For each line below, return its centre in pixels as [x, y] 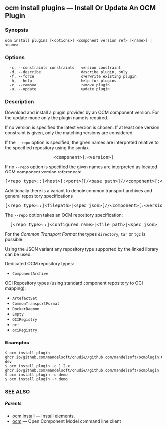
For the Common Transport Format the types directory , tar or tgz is [75, 234]
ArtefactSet [25, 299]
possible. [14, 239]
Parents [13, 403]
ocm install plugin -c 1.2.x [40, 366]
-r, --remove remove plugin [60, 85]
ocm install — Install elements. [43, 416]
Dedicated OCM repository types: [40, 264]
